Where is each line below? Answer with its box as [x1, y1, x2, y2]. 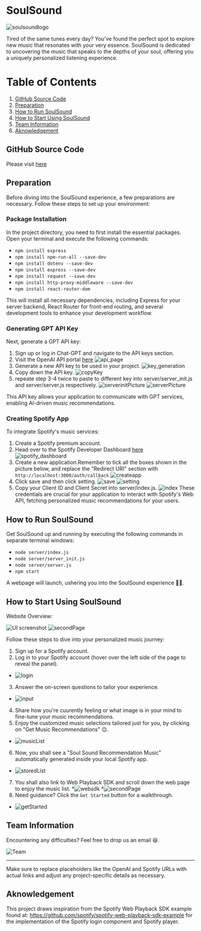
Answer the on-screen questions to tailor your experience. [14, 684, 159, 691]
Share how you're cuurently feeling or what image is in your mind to [14, 707, 182, 714]
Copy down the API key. [14, 369, 74, 376]
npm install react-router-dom [14, 286, 91, 292]
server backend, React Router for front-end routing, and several [6, 303, 163, 310]
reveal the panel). [14, 660, 59, 667]
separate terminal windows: [6, 537, 75, 544]
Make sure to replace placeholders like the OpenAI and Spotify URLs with [6, 865, 187, 872]
